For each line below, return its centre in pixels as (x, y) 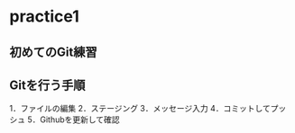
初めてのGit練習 (53, 52)
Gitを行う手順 (47, 85)
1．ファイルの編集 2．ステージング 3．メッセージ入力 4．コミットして (140, 109)
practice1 (44, 17)
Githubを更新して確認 (80, 120)
